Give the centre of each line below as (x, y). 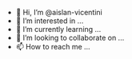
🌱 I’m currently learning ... (58, 29)
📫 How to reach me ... (53, 47)
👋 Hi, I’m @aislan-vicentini (59, 12)
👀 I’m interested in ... (50, 21)
